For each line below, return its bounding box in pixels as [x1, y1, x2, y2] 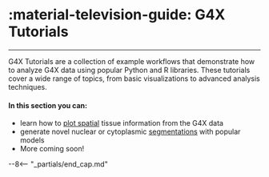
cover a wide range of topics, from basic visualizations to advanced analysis [8, 74, 260, 83]
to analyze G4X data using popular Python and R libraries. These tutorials [8, 65, 251, 74]
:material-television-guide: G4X [8, 6, 226, 24]
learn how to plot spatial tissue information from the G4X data [19, 119, 224, 128]
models [19, 135, 45, 145]
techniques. [8, 82, 47, 91]
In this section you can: [8, 100, 88, 110]
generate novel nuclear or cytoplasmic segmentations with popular [19, 127, 241, 137]
